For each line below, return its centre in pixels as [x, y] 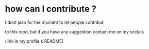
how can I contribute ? [51, 9]
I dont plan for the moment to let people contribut [54, 22]
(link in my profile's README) [34, 41]
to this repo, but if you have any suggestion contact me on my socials [74, 32]
